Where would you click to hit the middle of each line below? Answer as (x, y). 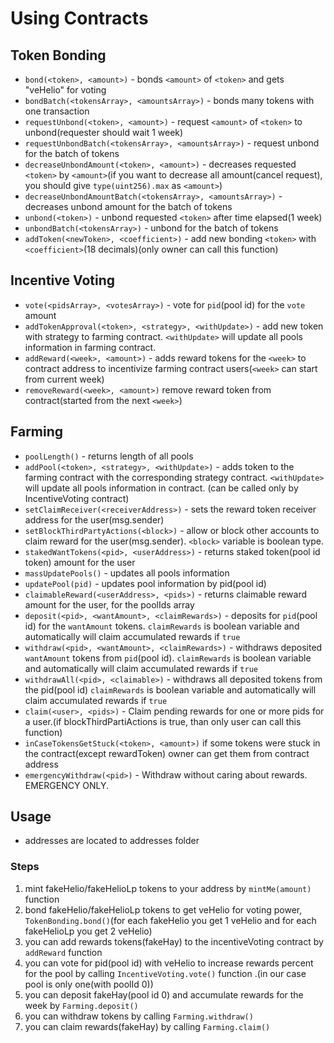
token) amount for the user (80, 562)
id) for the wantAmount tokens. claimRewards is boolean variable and (162, 626)
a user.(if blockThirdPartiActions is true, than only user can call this (163, 721)
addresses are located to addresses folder (112, 841)
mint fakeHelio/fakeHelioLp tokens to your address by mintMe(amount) (168, 888)
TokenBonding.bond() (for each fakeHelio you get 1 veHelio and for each (170, 920)
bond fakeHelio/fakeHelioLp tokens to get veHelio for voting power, (163, 909)
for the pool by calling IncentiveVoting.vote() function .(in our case (165, 973)
